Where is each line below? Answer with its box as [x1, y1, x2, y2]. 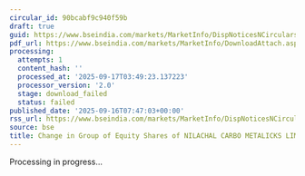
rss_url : [9, 114, 43, 123]
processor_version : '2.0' [17, 81, 116, 90]
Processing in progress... [9, 156, 103, 167]
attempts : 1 [17, 55, 64, 64]
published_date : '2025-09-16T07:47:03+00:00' [9, 106, 184, 115]
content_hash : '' [17, 64, 84, 73]
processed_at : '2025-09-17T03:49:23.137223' [17, 73, 189, 82]
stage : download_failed [17, 89, 107, 98]
